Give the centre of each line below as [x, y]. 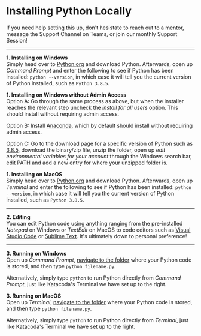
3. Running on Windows [36, 253]
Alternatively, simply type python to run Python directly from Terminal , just [97, 320]
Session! [17, 40]
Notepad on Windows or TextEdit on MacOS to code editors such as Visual [98, 230]
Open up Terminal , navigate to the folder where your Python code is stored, [99, 302]
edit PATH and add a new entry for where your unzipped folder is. [87, 163]
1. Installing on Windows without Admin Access [66, 95]
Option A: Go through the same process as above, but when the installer [95, 101]
